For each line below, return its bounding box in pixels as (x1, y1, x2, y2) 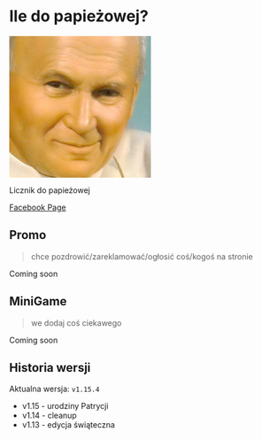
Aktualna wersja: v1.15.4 (9, 383, 100, 395)
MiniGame (9, 294, 67, 309)
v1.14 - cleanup (21, 410, 77, 421)
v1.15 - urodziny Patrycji (21, 401, 109, 412)
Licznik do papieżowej (9, 184, 90, 196)
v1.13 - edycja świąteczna (21, 420, 115, 430)
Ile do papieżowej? (9, 6, 149, 27)
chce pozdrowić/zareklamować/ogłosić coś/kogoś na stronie (30, 250, 254, 262)
